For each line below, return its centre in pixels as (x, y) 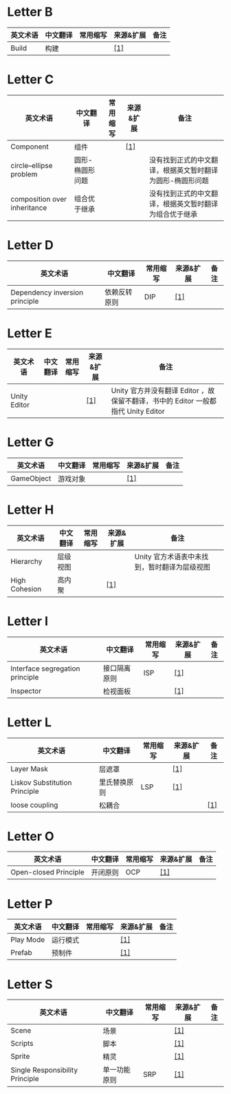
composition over (39, 199)
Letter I (28, 621)
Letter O (31, 836)
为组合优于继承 (173, 214)
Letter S (30, 984)
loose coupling (34, 805)
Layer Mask (29, 768)
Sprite (20, 1056)
